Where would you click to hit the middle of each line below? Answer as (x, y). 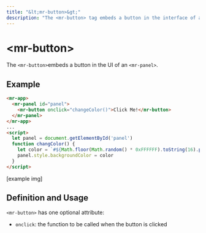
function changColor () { (44, 144)
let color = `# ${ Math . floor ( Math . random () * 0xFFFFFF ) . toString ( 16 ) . (108, 150)
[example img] (25, 178)
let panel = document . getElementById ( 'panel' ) (72, 139)
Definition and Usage (48, 198)
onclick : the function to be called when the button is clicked (91, 224)
